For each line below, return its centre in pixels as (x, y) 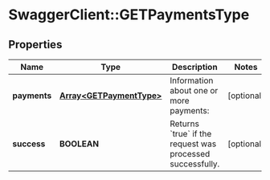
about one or (194, 90)
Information (192, 80)
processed (190, 154)
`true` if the (191, 134)
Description (195, 67)
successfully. (195, 164)
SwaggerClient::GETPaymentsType (129, 15)
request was (193, 144)
